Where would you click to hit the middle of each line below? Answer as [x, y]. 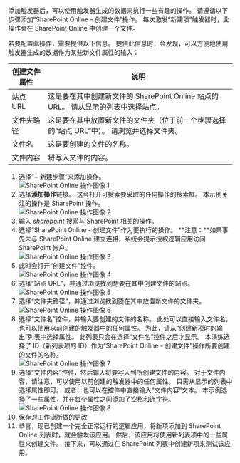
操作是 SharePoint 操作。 [68, 203]
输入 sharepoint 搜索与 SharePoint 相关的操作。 [88, 221]
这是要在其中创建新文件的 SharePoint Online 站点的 [134, 96]
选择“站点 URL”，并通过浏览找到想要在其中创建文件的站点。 [106, 283]
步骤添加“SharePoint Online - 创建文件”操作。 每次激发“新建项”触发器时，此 [119, 19]
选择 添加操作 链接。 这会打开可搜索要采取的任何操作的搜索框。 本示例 [120, 194]
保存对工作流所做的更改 [53, 417]
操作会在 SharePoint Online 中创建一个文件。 [74, 28]
